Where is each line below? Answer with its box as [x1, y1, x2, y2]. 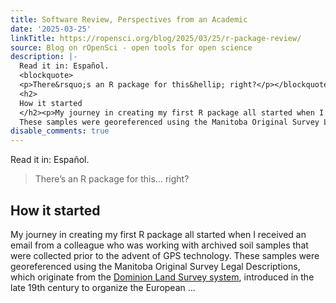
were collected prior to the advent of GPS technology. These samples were [10, 249, 320, 261]
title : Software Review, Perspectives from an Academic [10, 14, 248, 25]
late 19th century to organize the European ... [10, 281, 196, 293]
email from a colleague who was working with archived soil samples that [10, 239, 309, 251]
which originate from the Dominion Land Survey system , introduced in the [10, 271, 315, 283]
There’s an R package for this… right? [34, 173, 190, 185]
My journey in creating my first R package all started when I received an [10, 228, 307, 240]
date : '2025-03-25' [10, 24, 92, 34]
